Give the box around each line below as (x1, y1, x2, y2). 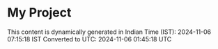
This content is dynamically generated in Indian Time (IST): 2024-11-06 (7, 28, 212, 36)
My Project (7, 5, 72, 21)
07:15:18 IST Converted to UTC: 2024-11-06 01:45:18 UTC (7, 35, 172, 43)
